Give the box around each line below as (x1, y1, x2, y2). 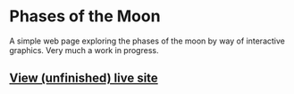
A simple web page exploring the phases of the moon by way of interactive (9, 35, 286, 46)
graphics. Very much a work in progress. (9, 44, 159, 55)
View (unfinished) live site (9, 71, 158, 86)
